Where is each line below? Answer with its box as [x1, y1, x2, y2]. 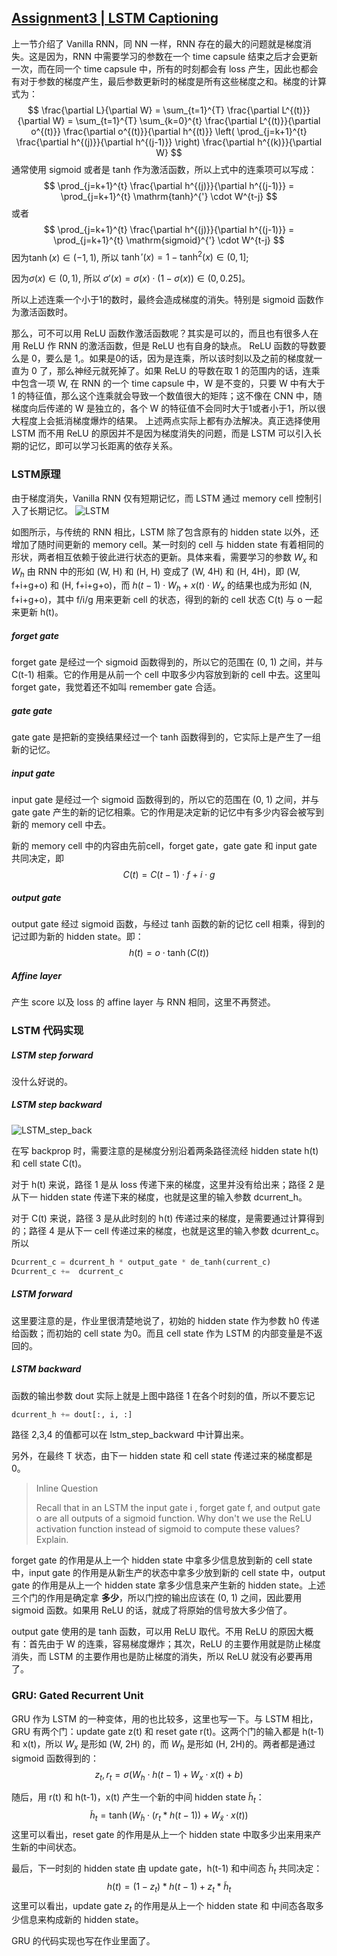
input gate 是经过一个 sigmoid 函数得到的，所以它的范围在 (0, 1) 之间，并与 [11, 794, 320, 806]
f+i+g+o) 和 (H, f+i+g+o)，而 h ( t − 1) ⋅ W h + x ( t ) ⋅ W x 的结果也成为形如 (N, [11, 579, 313, 594]
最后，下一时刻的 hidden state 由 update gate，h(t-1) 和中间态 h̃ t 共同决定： [11, 1862, 323, 1876]
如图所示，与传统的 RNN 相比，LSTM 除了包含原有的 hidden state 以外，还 [11, 526, 319, 538]
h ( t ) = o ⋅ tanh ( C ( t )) [128, 947, 210, 959]
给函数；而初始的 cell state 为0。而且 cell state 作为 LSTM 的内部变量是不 [11, 1327, 314, 1339]
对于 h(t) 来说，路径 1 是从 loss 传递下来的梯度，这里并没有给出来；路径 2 [11, 1178, 314, 1190]
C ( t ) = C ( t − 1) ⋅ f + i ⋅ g [122, 869, 216, 881]
